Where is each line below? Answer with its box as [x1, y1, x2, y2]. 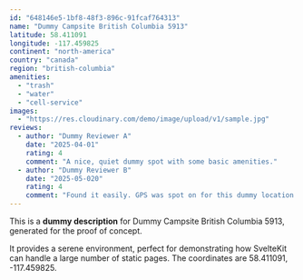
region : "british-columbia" [9, 65, 116, 74]
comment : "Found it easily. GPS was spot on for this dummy [25, 191, 258, 200]
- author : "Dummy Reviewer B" [17, 165, 132, 175]
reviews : [9, 124, 43, 133]
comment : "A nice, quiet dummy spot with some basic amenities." [25, 156, 279, 166]
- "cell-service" [17, 97, 83, 107]
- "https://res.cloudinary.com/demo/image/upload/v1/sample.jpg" [17, 115, 270, 124]
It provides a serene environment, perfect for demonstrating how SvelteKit [9, 243, 288, 254]
